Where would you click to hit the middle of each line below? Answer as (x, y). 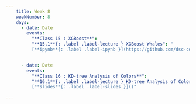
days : (23, 22)
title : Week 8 (33, 11)
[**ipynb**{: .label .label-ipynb (73, 50)
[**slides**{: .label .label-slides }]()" (84, 87)
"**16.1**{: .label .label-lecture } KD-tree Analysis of (104, 82)
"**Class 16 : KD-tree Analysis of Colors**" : (89, 76)
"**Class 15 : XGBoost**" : (64, 39)
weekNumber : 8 (33, 17)
